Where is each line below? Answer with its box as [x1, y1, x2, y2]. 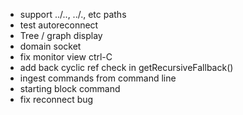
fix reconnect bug [19, 94, 94, 105]
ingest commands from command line [19, 72, 177, 84]
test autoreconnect [19, 19, 99, 31]
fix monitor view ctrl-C [19, 51, 113, 63]
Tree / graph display [19, 30, 103, 41]
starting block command [19, 83, 121, 94]
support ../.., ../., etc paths [19, 9, 127, 20]
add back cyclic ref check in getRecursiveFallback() [19, 62, 234, 73]
